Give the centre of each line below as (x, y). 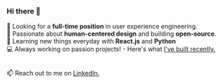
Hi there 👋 (24, 11)
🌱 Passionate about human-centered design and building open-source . (111, 34)
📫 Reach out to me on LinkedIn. (53, 73)
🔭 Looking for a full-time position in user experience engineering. (102, 27)
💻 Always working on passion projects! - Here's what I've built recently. (111, 49)
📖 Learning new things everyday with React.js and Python (91, 41)
